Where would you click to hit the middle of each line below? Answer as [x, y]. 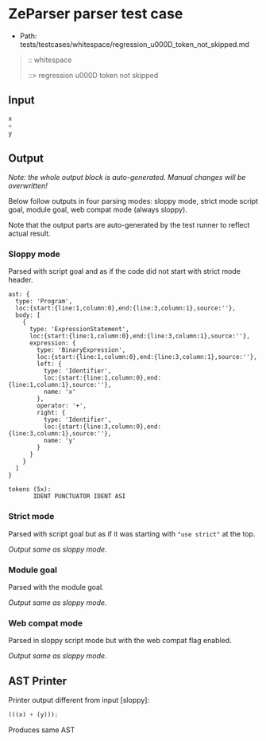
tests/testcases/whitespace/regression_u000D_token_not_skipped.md [135, 44]
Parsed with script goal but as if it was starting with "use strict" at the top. [132, 533]
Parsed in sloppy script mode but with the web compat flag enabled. [120, 641]
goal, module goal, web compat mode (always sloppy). [98, 210]
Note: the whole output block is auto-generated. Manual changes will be [127, 177]
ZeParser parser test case [96, 14]
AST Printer [38, 681]
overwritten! [28, 186]
